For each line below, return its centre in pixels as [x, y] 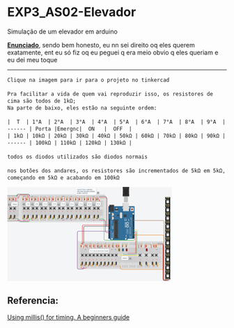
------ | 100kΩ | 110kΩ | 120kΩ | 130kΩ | [70, 143]
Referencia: [33, 300]
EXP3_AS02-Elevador [72, 12]
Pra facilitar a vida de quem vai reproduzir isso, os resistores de [110, 94]
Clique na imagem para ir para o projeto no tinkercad [88, 80]
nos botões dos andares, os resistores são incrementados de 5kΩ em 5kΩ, [117, 171]
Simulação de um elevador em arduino [63, 31]
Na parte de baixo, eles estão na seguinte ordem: [82, 108]
